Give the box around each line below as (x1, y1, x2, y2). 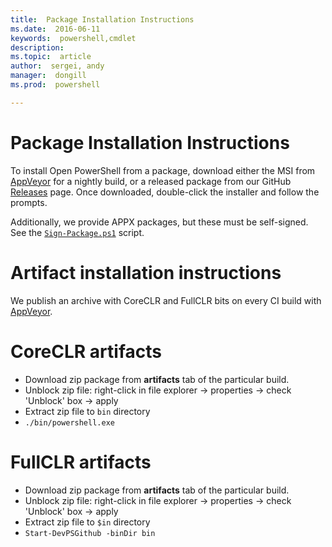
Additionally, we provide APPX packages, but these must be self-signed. (10, 216, 309, 228)
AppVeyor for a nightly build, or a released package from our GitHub (10, 175, 292, 187)
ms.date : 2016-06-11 (10, 24, 101, 34)
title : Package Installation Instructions (10, 14, 195, 25)
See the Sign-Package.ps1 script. (10, 226, 145, 238)
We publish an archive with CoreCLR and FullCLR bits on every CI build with (10, 294, 322, 306)
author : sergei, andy (10, 61, 105, 71)
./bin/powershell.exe (24, 417, 115, 428)
